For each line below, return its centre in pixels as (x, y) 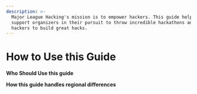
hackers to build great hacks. (50, 28)
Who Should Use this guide (40, 73)
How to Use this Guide (61, 57)
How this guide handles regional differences (61, 85)
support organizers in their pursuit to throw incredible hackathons (98, 22)
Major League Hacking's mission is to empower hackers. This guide (96, 17)
